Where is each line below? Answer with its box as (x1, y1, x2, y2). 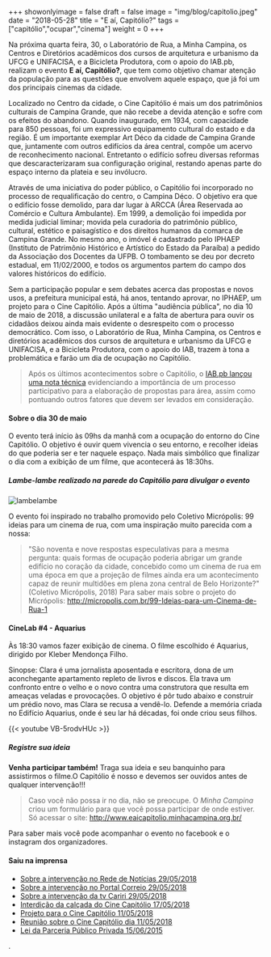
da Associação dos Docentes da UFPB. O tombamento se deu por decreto (8, 252, 256, 261)
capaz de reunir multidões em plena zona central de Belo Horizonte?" (27, 578, 260, 589)
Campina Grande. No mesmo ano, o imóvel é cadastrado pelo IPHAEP (8, 235, 240, 243)
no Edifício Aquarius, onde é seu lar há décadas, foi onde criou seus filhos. (8, 708, 257, 718)
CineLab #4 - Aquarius (8, 623, 86, 633)
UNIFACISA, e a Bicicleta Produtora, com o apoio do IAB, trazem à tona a (8, 345, 250, 354)
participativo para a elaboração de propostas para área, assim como (27, 386, 256, 396)
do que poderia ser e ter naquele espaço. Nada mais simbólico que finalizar (8, 448, 260, 458)
